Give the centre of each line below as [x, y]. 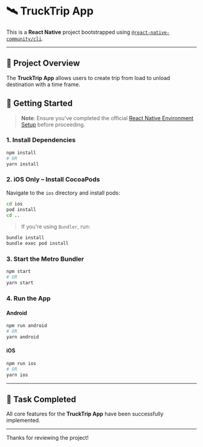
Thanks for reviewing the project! [47, 438]
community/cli [24, 39]
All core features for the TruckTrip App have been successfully [85, 414]
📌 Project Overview [43, 63]
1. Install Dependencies [41, 140]
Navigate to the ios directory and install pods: [63, 193]
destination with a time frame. [43, 84]
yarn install [23, 164]
